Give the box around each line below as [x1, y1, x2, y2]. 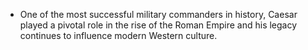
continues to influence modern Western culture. [19, 30, 218, 41]
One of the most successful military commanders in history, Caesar [19, 9, 298, 20]
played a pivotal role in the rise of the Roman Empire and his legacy [19, 19, 298, 31]
